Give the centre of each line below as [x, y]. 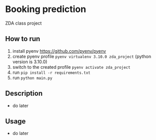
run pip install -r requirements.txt [51, 72]
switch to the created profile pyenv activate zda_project [71, 67]
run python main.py [32, 78]
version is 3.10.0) [30, 62]
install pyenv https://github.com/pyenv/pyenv [59, 51]
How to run [23, 39]
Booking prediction [46, 9]
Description [24, 94]
